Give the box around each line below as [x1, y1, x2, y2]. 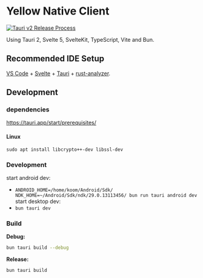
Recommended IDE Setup [6, 53, 105, 64]
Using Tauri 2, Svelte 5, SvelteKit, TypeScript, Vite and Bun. [6, 36, 155, 43]
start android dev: [6, 174, 51, 181]
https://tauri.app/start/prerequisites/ [6, 119, 97, 127]
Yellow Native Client [6, 4, 110, 18]
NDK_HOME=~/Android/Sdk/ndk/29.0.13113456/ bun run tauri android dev [15, 192, 198, 198]
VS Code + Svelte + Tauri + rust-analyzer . [6, 70, 111, 77]
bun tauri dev [15, 205, 51, 211]
